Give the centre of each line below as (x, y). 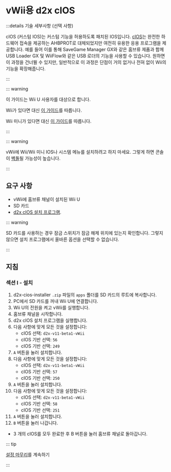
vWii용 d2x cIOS (40, 11)
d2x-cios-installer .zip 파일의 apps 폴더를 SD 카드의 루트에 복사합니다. (85, 295)
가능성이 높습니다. (43, 158)
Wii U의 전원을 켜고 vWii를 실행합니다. (51, 307)
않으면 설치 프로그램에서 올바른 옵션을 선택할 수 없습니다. (62, 239)
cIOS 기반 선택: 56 (39, 340)
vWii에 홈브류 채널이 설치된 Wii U (47, 199)
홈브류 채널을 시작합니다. (38, 314)
